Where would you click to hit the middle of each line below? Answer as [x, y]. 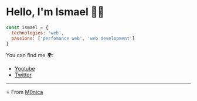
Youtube [25, 69]
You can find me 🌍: [30, 55]
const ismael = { [27, 27]
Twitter [23, 75]
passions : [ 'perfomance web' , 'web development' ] [73, 38]
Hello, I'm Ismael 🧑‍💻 [55, 12]
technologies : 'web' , [38, 33]
